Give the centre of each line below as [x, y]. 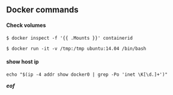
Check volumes [26, 25]
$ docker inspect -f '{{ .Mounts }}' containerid [70, 38]
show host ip [23, 62]
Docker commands [42, 10]
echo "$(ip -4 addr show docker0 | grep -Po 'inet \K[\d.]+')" [87, 75]
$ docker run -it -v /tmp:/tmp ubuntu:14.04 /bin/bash [76, 48]
